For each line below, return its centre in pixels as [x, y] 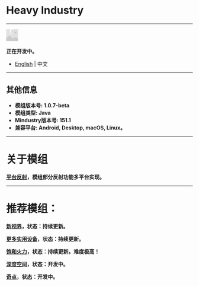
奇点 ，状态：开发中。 [32, 277]
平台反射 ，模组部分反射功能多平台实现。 [55, 177]
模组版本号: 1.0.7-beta [42, 105]
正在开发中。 [22, 51]
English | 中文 [31, 63]
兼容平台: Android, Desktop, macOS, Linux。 [70, 128]
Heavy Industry [45, 10]
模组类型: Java [33, 113]
